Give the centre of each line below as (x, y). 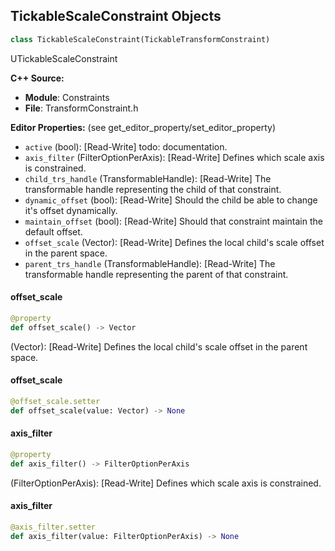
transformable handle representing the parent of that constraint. (156, 274)
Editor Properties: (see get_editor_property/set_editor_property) (143, 127)
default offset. (53, 231)
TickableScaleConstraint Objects (116, 16)
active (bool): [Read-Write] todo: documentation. (126, 146)
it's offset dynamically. (71, 210)
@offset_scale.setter (55, 401)
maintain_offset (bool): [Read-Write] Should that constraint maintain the (173, 221)
